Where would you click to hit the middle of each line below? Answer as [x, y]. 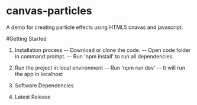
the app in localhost [39, 74]
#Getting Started [26, 38]
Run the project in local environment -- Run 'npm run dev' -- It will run [100, 68]
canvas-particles [49, 11]
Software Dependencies [44, 85]
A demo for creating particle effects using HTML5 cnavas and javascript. [95, 27]
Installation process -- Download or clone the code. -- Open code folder [103, 50]
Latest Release [33, 97]
